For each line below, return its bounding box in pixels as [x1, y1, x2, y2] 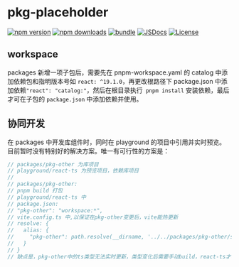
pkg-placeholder [7, 4, 109, 21]
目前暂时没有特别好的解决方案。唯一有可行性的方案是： [7, 146, 169, 155]
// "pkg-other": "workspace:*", [7, 207, 103, 214]
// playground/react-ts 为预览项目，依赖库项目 [7, 168, 139, 175]
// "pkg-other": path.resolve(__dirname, [7, 234, 144, 241]
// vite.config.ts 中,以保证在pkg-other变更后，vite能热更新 [7, 214, 179, 221]
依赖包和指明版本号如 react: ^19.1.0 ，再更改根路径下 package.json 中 [13, 77, 222, 85]
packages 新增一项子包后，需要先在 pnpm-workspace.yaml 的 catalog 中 [7, 68, 222, 77]
